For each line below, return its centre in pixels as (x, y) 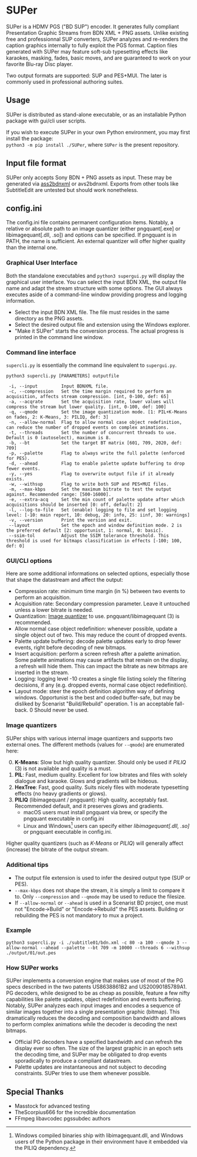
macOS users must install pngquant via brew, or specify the (95, 812)
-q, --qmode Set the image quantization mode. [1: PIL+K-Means (98, 412)
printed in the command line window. (59, 337)
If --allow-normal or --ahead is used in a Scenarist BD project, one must (101, 903)
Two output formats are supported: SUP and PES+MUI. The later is (86, 75)
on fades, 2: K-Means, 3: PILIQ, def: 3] (57, 417)
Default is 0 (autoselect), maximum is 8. (59, 437)
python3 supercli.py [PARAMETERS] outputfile (62, 376)
